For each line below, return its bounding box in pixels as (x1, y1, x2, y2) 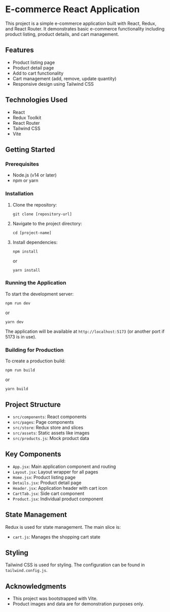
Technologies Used (5, 95, 67, 105)
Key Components (5, 450, 61, 459)
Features (5, 46, 34, 54)
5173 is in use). (5, 333, 37, 339)
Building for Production (5, 346, 64, 353)
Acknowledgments (5, 582, 67, 591)
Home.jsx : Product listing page (12, 474, 76, 480)
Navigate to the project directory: (12, 220, 82, 226)
